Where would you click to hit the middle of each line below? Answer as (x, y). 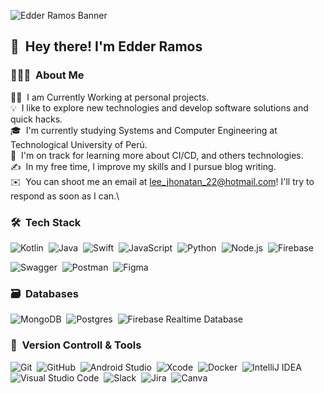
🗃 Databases (44, 293)
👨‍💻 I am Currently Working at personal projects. (110, 97)
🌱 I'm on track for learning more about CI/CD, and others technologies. (157, 155)
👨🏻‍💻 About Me (47, 75)
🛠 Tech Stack (46, 222)
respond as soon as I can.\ (65, 196)
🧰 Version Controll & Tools (76, 345)
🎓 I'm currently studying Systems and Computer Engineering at (144, 130)
